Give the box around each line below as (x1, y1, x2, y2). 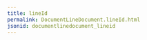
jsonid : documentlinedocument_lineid (7, 22, 116, 29)
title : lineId (7, 9, 48, 17)
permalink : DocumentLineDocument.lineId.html (7, 16, 140, 23)
